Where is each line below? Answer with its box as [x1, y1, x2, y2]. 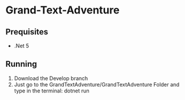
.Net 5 [14, 42, 29, 49]
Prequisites [5, 27, 48, 37]
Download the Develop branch [14, 74, 88, 82]
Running [5, 59, 38, 69]
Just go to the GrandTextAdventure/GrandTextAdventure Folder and [14, 81, 180, 88]
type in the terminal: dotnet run [14, 87, 90, 94]
